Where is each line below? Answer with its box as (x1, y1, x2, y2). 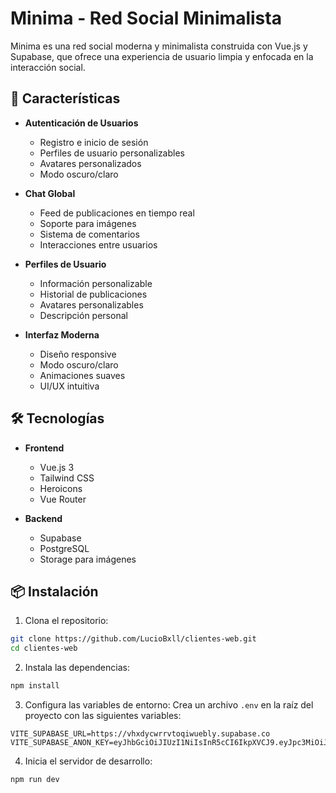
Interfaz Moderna (24, 328, 100, 341)
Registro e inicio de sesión (39, 136, 149, 148)
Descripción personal (39, 309, 128, 321)
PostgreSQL (39, 542, 90, 554)
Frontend (24, 442, 65, 454)
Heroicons (39, 482, 83, 494)
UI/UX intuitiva (39, 380, 100, 392)
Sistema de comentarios (39, 228, 140, 240)
